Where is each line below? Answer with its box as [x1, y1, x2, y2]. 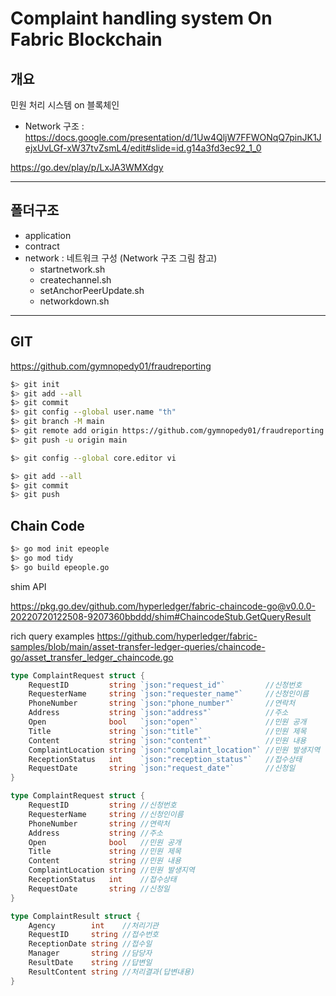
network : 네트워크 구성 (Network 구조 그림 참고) [24, 252, 218, 264]
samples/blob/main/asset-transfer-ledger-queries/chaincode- [10, 640, 266, 652]
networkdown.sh [39, 295, 110, 307]
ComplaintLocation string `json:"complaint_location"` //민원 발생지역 [28, 745, 321, 755]
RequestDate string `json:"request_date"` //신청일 [28, 763, 296, 774]
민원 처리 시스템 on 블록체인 [10, 99, 120, 111]
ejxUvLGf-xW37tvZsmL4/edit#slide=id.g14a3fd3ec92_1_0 [24, 142, 262, 154]
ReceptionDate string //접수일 [28, 939, 153, 949]
